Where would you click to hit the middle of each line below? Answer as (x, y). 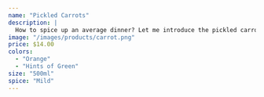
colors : (21, 52)
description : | (33, 23)
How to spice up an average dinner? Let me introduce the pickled (126, 30)
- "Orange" (33, 59)
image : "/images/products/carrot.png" (71, 37)
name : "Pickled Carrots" (49, 15)
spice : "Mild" (31, 81)
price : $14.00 (31, 45)
